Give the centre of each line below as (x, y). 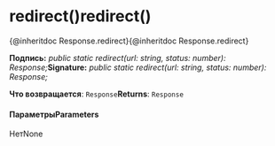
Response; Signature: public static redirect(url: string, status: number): (138, 67)
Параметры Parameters (54, 114)
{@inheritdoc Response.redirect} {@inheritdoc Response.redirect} (129, 41)
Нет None (26, 134)
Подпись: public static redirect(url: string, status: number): (118, 58)
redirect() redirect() (80, 16)
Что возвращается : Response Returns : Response (97, 94)
